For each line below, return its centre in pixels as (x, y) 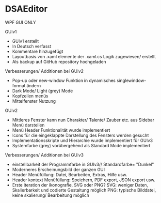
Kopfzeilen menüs (30, 96)
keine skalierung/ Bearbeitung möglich (51, 195)
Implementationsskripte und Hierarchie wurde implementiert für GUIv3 (82, 140)
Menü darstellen (28, 125)
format (19, 85)
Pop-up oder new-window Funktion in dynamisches (64, 80)
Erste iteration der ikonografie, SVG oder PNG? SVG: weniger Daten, (80, 185)
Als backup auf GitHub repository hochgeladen (59, 62)
